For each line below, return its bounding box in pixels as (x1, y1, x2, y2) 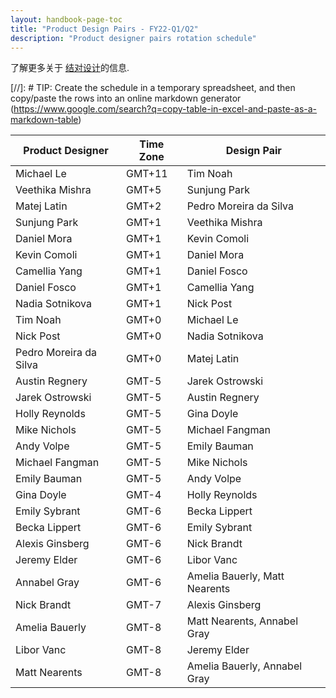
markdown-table (10, 114, 79, 126)
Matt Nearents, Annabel (186, 614, 299, 628)
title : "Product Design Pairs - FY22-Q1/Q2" (10, 24, 199, 34)
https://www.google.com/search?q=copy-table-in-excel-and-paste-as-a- (13, 103, 318, 115)
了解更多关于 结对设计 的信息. (10, 62, 130, 74)
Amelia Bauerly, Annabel (186, 659, 303, 673)
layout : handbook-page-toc (10, 14, 123, 25)
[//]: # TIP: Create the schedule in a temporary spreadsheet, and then (10, 82, 296, 94)
